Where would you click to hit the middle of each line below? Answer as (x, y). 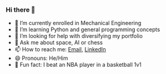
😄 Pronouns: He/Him (41, 58)
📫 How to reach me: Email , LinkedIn (60, 50)
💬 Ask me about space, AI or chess (59, 43)
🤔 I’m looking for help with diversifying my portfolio (78, 36)
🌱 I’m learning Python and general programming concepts (87, 29)
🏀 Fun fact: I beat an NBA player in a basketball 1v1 (78, 65)
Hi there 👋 (21, 10)
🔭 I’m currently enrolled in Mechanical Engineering (78, 23)
